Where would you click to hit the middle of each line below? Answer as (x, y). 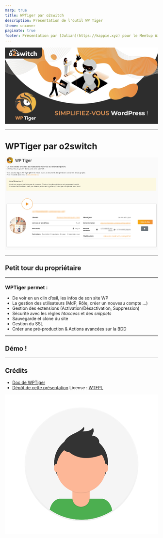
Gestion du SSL (28, 324)
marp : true (16, 10)
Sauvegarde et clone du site (40, 318)
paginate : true (20, 31)
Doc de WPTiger (29, 382)
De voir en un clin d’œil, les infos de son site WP (60, 298)
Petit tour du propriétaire (43, 268)
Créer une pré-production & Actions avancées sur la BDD (69, 329)
